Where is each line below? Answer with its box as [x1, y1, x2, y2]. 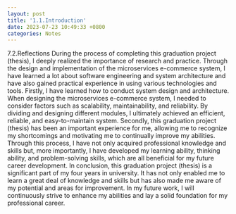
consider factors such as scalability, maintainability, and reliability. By [7, 101, 209, 110]
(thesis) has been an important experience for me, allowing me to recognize [7, 124, 228, 132]
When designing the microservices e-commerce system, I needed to [7, 94, 206, 103]
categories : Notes [7, 30, 61, 37]
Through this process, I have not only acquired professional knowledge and [7, 139, 227, 148]
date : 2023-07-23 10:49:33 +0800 [7, 23, 106, 30]
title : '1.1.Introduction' [7, 17, 87, 24]
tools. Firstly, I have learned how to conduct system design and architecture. [7, 87, 230, 95]
